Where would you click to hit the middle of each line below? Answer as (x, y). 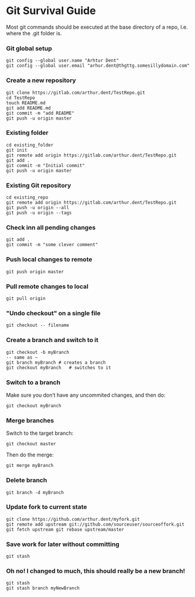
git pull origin (26, 299)
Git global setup (29, 48)
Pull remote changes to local (47, 286)
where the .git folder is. (34, 33)
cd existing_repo (27, 197)
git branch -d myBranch (35, 492)
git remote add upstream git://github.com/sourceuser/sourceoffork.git (95, 524)
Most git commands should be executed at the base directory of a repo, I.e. (97, 27)
